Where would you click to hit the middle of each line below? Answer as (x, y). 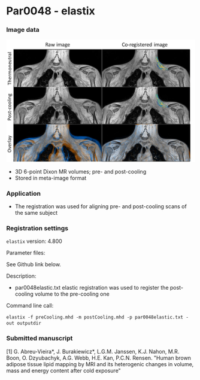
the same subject (36, 213)
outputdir (29, 323)
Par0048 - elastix (51, 11)
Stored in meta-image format (51, 178)
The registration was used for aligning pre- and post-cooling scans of (101, 206)
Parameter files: (26, 253)
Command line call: (30, 306)
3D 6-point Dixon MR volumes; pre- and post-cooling (81, 171)
